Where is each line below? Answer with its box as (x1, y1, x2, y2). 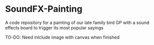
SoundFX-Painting (5, 3, 83, 15)
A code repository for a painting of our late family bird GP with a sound (5, 20, 150, 25)
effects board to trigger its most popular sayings (5, 24, 104, 30)
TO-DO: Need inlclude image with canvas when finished (5, 34, 120, 40)
